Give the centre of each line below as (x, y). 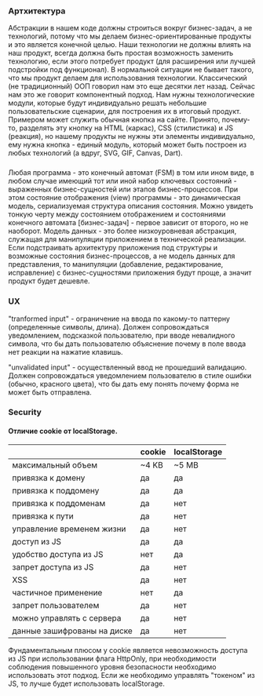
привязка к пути (43, 516)
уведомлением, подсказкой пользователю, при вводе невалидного (122, 335)
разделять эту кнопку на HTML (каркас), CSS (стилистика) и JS (126, 128)
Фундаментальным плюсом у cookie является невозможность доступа (128, 650)
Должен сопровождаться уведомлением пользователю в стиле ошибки (130, 375)
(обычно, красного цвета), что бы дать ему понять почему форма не (124, 384)
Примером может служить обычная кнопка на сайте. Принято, (114, 120)
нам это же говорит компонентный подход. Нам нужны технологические (131, 95)
